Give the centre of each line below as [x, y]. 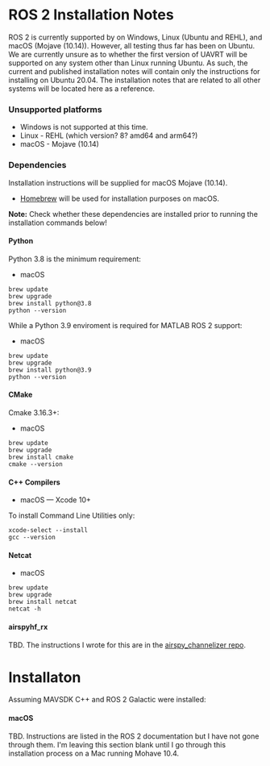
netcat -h [25, 609]
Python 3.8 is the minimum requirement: [75, 259]
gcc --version [32, 538]
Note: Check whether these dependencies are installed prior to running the [133, 214]
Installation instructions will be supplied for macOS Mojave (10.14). [118, 182]
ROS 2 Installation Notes [91, 15]
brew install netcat [43, 602]
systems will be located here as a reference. [82, 88]
